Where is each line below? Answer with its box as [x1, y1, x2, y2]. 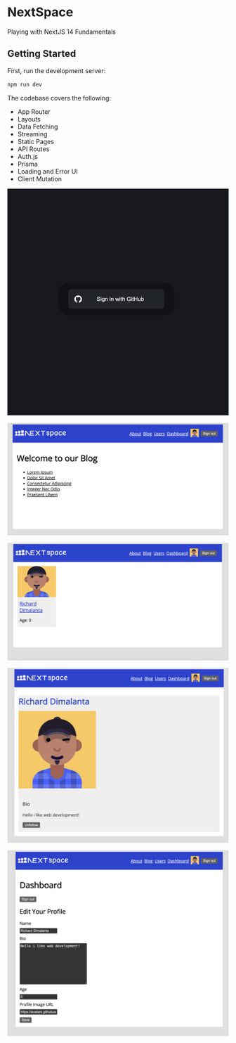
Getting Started [7, 48, 77, 60]
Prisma [17, 160, 39, 168]
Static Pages [17, 137, 55, 145]
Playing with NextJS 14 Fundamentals [7, 27, 116, 36]
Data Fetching [17, 122, 58, 131]
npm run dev [7, 81, 42, 88]
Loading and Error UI [17, 167, 79, 176]
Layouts [17, 115, 41, 123]
